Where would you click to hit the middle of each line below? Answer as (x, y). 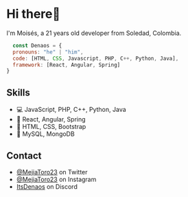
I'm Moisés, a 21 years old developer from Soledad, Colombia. (94, 33)
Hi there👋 (34, 14)
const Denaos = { (37, 45)
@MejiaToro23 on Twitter (52, 172)
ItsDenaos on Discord (47, 186)
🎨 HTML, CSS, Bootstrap (51, 127)
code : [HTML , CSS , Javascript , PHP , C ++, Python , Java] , (96, 58)
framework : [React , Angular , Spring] (67, 65)
